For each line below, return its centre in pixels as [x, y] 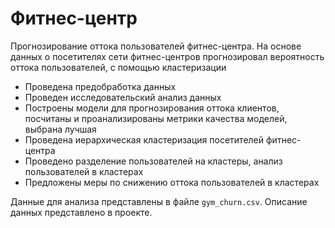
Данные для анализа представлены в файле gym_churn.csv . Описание [159, 201]
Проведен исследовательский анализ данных [123, 97]
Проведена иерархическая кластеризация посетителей [144, 139]
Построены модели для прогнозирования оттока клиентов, [152, 108]
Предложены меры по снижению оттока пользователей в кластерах [172, 182]
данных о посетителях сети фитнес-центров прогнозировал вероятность [167, 56]
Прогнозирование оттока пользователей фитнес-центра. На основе [156, 46]
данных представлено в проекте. [81, 212]
